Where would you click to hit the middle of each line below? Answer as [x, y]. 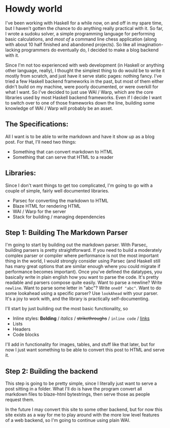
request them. [20, 400]
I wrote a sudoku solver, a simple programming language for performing [80, 34]
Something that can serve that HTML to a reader [63, 157]
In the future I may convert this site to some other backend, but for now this [84, 410]
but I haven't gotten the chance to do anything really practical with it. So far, [84, 28]
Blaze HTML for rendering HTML [47, 206]
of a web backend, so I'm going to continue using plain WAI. [68, 420]
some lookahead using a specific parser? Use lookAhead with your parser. [82, 293]
